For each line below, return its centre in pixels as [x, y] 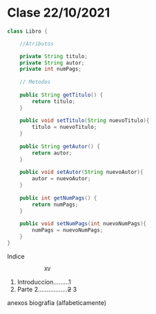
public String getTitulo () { [61, 95]
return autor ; [52, 153]
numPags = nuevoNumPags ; [68, 230]
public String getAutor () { [60, 146]
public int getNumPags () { [58, 198]
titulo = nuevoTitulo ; [65, 127]
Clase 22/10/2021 [59, 13]
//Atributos [37, 44]
